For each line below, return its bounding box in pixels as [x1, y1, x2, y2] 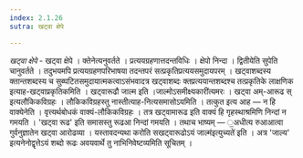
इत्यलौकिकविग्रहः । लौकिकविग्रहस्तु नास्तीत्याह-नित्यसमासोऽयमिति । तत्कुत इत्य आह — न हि [9, 96, 277, 107]
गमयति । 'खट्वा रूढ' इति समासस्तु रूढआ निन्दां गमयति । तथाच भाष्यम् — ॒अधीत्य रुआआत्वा [9, 116, 284, 128]
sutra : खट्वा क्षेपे [9, 22, 64, 31]
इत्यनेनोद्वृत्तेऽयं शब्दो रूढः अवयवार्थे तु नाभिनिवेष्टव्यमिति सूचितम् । [9, 137, 193, 148]
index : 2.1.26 [9, 13, 64, 23]
